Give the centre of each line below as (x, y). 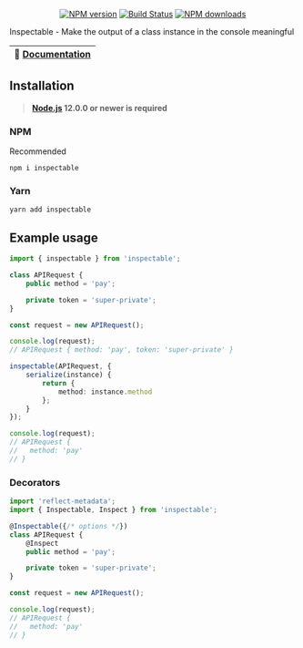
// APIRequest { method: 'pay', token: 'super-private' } (121, 350)
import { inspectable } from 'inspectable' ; (95, 259)
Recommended (38, 151)
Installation (42, 86)
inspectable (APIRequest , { (61, 366)
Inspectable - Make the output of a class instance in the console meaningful (152, 31)
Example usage (54, 237)
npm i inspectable (44, 169)
